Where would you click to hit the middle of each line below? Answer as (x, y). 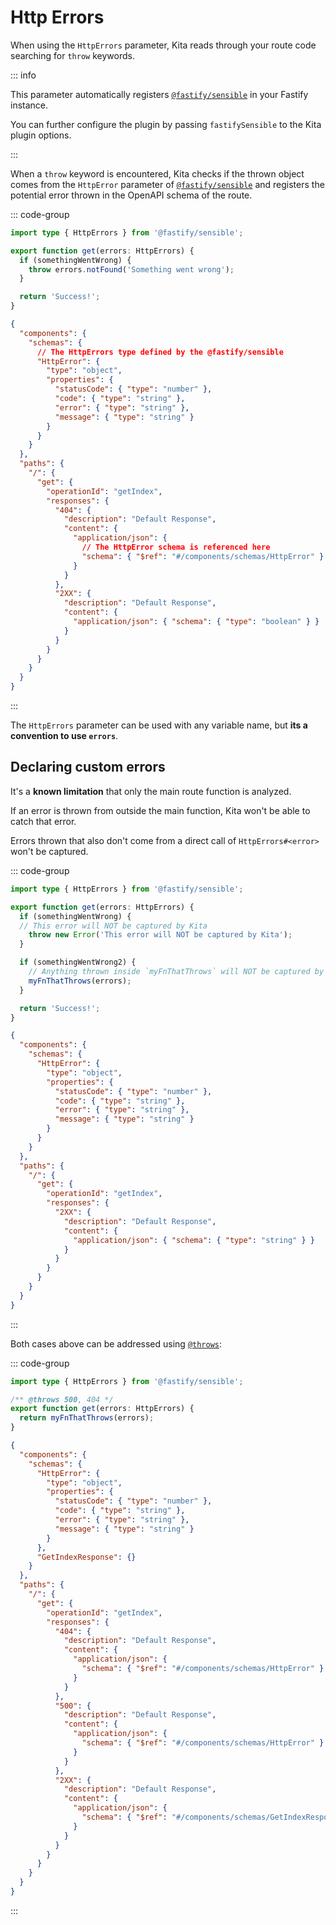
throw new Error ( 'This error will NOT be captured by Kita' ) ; (160, 935)
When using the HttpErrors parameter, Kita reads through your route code (163, 45)
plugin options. (41, 135)
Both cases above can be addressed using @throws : (116, 1343)
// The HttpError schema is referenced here (176, 547)
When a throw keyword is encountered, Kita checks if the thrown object (157, 173)
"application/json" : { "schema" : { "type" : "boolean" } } (196, 622)
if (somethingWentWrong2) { (78, 962)
